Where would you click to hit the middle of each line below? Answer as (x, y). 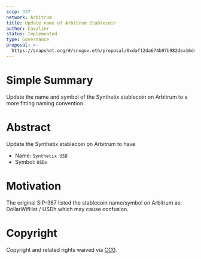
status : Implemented (32, 34)
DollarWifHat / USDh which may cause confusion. (67, 209)
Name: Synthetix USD (41, 156)
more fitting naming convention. (45, 103)
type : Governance (28, 39)
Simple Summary (50, 80)
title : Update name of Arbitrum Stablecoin (61, 23)
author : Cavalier (28, 28)
